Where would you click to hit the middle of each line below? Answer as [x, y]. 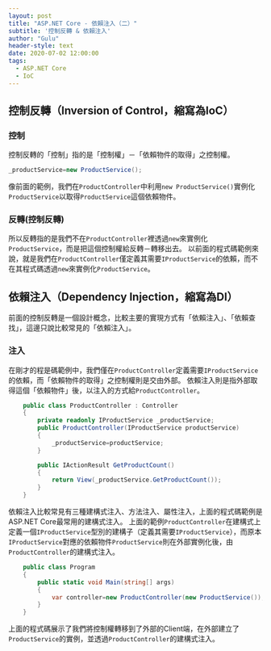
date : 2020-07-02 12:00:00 [54, 53]
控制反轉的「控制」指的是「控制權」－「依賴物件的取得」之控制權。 [121, 155]
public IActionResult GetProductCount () [106, 465]
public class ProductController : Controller [101, 405]
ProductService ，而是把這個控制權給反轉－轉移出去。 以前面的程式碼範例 [130, 249]
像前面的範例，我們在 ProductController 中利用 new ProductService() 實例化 [132, 187]
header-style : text [41, 46]
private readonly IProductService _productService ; [126, 421]
